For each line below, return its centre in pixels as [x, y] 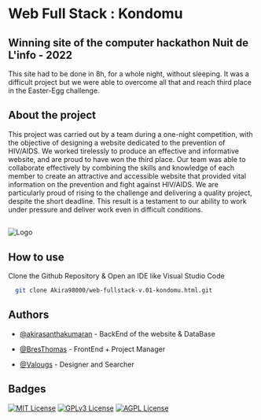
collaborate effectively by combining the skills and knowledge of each [121, 168]
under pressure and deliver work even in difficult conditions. [105, 209]
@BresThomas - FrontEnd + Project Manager [92, 349]
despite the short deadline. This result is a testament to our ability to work [127, 201]
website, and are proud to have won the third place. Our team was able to [127, 159]
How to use [36, 257]
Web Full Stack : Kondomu [96, 14]
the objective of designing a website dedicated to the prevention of [117, 142]
